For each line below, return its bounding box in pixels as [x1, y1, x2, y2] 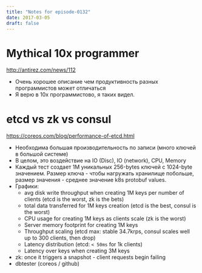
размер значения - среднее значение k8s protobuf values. [15, 177, 167, 184]
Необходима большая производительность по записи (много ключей [15, 144, 196, 152]
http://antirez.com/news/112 [6, 66, 76, 73]
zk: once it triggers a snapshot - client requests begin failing [15, 254, 166, 261]
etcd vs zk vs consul [6, 112, 112, 126]
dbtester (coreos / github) [15, 260, 80, 268]
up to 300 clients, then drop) [24, 234, 96, 241]
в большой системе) [15, 150, 69, 158]
